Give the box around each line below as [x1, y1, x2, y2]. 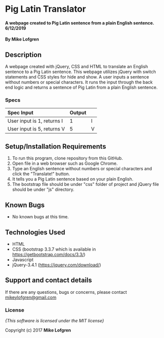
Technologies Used [5, 228, 65, 236]
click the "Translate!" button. [12, 171, 70, 177]
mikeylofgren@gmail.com [5, 294, 57, 300]
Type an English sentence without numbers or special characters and [12, 166, 152, 172]
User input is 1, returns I [7, 118, 63, 125]
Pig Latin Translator [5, 3, 86, 15]
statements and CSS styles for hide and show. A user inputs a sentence [5, 74, 149, 80]
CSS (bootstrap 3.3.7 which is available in [12, 246, 96, 252]
